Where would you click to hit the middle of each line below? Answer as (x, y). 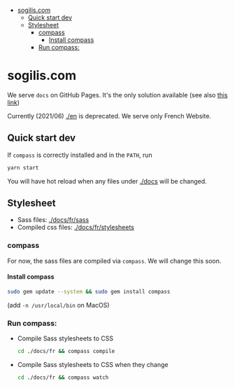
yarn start (23, 167)
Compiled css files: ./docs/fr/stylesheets (76, 228)
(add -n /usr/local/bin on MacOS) (58, 305)
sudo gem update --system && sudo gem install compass (89, 291)
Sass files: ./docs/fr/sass (53, 220)
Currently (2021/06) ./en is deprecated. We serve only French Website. (109, 116)
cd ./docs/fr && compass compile (66, 352)
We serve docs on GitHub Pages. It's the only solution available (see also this (118, 95)
